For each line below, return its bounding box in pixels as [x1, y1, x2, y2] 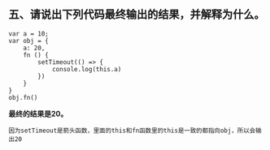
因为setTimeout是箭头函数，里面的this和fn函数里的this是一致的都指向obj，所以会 [8, 126, 256, 135]
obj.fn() [8, 93, 38, 101]
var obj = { [8, 36, 49, 45]
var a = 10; [8, 29, 49, 38]
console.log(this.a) [51, 65, 122, 73]
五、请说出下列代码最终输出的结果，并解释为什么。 [8, 7, 265, 22]
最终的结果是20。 [8, 109, 68, 118]
